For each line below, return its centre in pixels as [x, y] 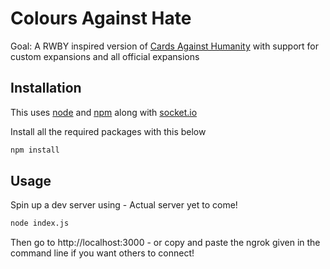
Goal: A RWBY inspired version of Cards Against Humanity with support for [164, 46]
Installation [46, 88]
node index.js [40, 223]
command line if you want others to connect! [102, 253]
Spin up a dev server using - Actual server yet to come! [124, 205]
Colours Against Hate [101, 18]
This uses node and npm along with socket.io [104, 112]
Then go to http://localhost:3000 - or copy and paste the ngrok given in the [165, 243]
